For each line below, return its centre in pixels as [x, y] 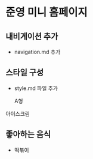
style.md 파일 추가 [36, 88]
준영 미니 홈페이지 [46, 12]
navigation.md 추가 [37, 52]
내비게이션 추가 [32, 36]
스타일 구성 [25, 73]
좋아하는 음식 [28, 135]
